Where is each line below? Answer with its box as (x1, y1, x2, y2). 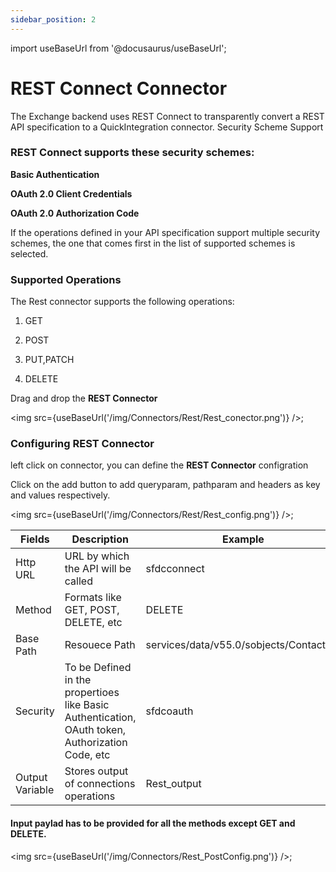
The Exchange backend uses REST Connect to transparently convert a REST (10, 110, 325, 122)
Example (222, 532, 265, 546)
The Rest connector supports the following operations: (10, 296, 235, 308)
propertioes (64, 686, 120, 700)
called (64, 574, 93, 588)
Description (71, 532, 129, 546)
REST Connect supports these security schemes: (10, 146, 255, 160)
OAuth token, (64, 723, 127, 737)
